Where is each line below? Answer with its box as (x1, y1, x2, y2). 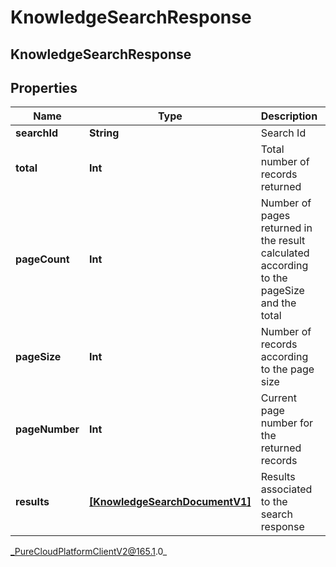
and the (260, 296, 297, 310)
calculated (260, 246, 310, 260)
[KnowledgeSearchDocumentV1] (89, 495, 252, 509)
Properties (10, 79, 78, 96)
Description (260, 109, 318, 123)
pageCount (15, 252, 70, 266)
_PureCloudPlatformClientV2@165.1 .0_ (10, 546, 168, 558)
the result (260, 234, 306, 248)
